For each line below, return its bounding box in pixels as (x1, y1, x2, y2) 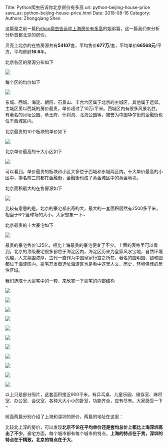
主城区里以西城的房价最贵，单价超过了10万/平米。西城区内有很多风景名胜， (5, 105, 160, 111)
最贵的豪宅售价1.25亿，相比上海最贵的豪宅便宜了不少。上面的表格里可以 (5, 242, 154, 248)
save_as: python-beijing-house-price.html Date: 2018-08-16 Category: (5, 10, 150, 16)
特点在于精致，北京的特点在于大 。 (5, 437, 75, 443)
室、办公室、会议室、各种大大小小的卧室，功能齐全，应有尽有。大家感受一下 (5, 398, 163, 404)
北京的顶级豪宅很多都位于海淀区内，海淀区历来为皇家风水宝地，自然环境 (13, 249, 163, 254)
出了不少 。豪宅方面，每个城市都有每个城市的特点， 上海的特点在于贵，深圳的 (5, 431, 163, 436)
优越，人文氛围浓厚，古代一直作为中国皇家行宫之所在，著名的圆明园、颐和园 (5, 255, 163, 261)
